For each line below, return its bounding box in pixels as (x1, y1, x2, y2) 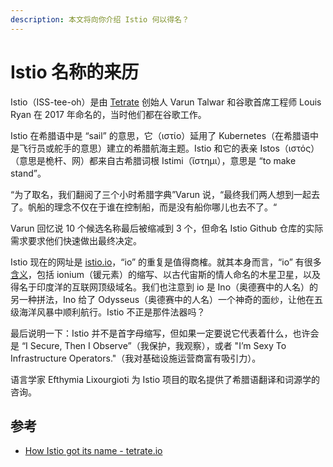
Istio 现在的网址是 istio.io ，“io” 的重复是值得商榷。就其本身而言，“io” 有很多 (10, 256, 322, 268)
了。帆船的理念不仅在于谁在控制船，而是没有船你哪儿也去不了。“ (10, 201, 278, 213)
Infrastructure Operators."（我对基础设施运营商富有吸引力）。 (10, 352, 262, 364)
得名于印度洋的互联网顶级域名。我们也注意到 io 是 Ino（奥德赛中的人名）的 (10, 281, 319, 293)
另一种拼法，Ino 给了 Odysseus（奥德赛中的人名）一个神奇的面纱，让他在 (10, 293, 315, 305)
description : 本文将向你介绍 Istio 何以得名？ (10, 14, 190, 25)
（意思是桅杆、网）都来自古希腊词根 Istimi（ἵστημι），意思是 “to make (10, 154, 297, 166)
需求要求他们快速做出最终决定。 (10, 234, 142, 246)
